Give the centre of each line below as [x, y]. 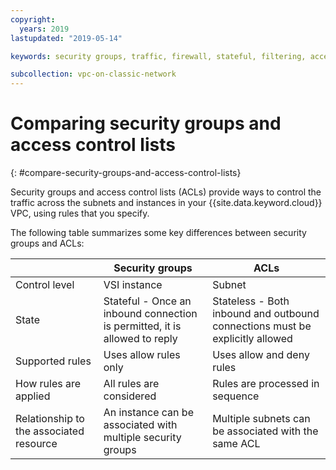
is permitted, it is [142, 326]
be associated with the [265, 431]
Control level [45, 285]
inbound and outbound [266, 314]
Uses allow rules [142, 355]
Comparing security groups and [146, 123]
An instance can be [148, 413]
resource [36, 444]
